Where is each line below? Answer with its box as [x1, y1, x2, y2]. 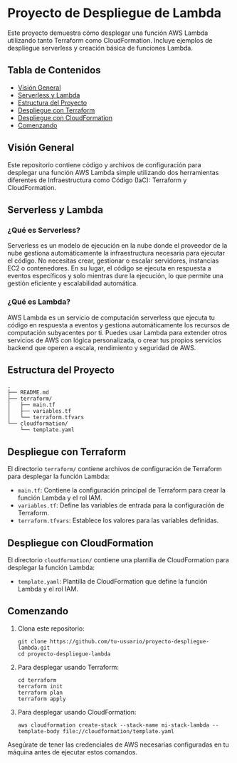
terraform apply [17, 695, 66, 703]
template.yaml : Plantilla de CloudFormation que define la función [17, 577, 208, 585]
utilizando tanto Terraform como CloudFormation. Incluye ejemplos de [7, 36, 213, 44]
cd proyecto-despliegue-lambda [17, 650, 111, 658]
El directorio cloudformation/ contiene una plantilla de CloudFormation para [7, 555, 229, 564]
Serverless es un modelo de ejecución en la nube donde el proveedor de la [7, 241, 228, 250]
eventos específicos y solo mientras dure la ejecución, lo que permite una [7, 272, 224, 280]
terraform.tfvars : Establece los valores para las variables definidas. [17, 516, 219, 525]
